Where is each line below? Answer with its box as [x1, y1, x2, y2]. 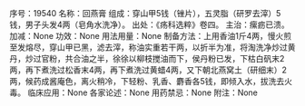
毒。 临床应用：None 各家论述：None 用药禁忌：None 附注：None [9, 87, 259, 98]
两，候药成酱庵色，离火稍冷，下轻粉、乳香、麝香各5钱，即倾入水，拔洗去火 [9, 76, 293, 86]
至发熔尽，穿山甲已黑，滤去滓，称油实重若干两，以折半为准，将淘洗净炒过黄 [9, 42, 296, 53]
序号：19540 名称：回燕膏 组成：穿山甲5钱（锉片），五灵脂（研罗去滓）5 [9, 8, 281, 18]
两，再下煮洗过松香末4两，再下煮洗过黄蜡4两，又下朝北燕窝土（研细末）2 [9, 64, 288, 75]
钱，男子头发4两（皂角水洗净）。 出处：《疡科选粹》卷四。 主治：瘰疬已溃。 [9, 19, 290, 30]
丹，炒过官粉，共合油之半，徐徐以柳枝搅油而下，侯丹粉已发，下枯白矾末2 [9, 53, 285, 63]
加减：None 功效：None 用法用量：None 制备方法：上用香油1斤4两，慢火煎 [9, 31, 292, 41]
